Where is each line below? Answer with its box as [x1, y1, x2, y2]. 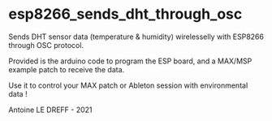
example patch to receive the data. [8, 64, 125, 74]
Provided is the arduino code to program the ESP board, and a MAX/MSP [8, 56, 253, 66]
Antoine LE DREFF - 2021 [8, 105, 93, 115]
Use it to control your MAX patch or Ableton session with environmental [8, 80, 248, 90]
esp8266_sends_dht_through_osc [8, 5, 243, 24]
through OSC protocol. [8, 40, 84, 50]
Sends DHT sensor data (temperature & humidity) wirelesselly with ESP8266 [8, 32, 264, 41]
